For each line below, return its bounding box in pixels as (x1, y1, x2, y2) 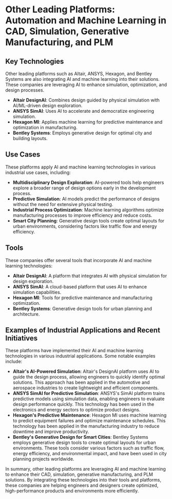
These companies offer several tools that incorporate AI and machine (5, 257, 152, 263)
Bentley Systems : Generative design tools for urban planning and (12, 305, 152, 312)
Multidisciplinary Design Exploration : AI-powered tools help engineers (12, 179, 164, 185)
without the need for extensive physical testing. (12, 201, 113, 207)
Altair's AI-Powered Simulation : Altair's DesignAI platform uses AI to (12, 368, 160, 374)
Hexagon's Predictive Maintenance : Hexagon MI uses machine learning (12, 412, 167, 418)
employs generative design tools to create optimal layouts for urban (12, 439, 156, 446)
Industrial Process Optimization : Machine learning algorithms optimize (12, 207, 164, 213)
